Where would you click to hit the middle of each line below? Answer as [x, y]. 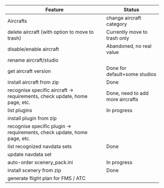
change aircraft [124, 18]
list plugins [20, 110]
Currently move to [127, 32]
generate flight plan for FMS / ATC [47, 178]
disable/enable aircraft [33, 49]
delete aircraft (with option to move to [51, 32]
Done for [116, 68]
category [117, 24]
